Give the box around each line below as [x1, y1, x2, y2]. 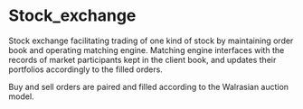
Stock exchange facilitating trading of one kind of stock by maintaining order [8, 35, 294, 46]
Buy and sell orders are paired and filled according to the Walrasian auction [8, 81, 289, 92]
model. [8, 91, 34, 102]
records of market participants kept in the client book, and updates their [8, 54, 277, 65]
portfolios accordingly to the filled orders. [8, 64, 164, 75]
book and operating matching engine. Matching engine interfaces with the [8, 44, 285, 55]
